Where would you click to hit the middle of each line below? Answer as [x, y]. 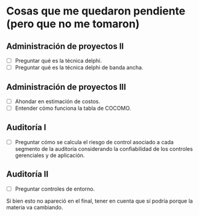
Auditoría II [27, 174]
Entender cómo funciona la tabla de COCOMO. [73, 108]
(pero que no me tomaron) [73, 24]
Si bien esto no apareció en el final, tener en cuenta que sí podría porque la [99, 201]
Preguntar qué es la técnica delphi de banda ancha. [79, 68]
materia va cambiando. [35, 207]
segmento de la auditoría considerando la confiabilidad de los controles [104, 148]
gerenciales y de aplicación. [50, 155]
